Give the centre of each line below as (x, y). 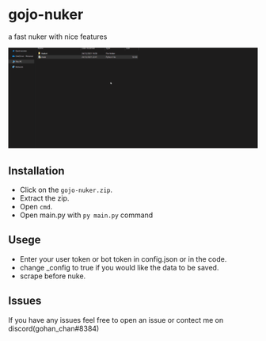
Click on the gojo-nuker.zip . (66, 190)
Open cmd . (36, 207)
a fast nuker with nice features (58, 36)
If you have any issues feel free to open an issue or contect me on (116, 320)
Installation (36, 171)
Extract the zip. (44, 198)
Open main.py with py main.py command (86, 215)
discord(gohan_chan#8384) (54, 328)
